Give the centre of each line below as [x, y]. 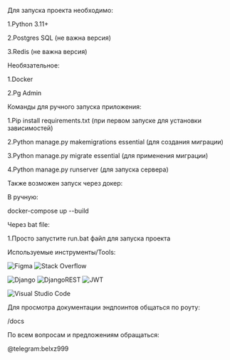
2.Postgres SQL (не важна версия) [59, 38]
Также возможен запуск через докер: [65, 183]
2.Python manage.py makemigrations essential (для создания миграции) [116, 142]
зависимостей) [30, 128]
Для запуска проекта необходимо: [61, 10]
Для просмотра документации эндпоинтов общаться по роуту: [104, 307]
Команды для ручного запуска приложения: [74, 107]
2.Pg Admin [25, 93]
